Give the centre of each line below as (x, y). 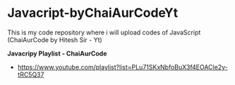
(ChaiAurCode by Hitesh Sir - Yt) (55, 39)
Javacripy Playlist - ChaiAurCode (57, 53)
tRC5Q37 (31, 74)
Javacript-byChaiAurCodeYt (93, 13)
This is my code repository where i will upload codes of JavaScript (104, 32)
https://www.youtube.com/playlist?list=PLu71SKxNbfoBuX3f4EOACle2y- (122, 67)
